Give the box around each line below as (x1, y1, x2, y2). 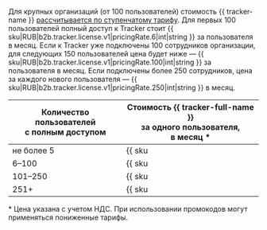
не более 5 (12, 145, 55, 156)
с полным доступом (25, 127, 106, 138)
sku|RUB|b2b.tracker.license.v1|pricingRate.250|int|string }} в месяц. (8, 83, 236, 92)
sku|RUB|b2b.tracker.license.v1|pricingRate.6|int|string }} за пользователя (8, 32, 253, 41)
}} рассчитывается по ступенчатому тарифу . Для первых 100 (28, 15, 237, 25)
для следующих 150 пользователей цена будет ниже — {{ (8, 49, 204, 58)
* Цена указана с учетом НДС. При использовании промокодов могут (8, 205, 248, 213)
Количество (41, 107, 90, 118)
